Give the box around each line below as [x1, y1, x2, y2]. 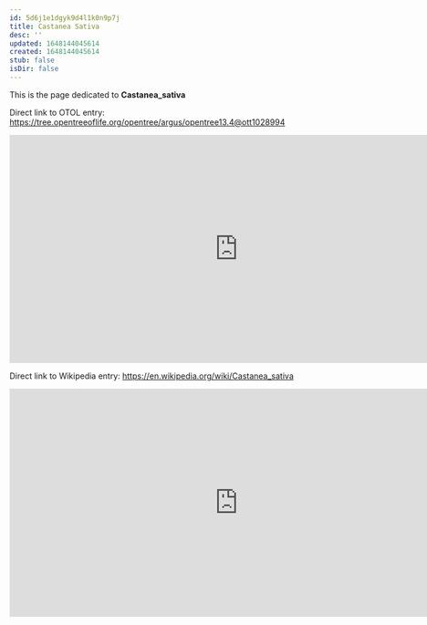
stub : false [9, 56, 55, 65]
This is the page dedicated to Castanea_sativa [9, 89, 186, 100]
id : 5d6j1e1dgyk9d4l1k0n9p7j [9, 13, 120, 23]
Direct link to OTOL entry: [9, 107, 105, 118]
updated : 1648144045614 [9, 38, 100, 48]
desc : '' [9, 30, 43, 39]
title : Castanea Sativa [9, 22, 100, 31]
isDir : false [9, 65, 59, 74]
